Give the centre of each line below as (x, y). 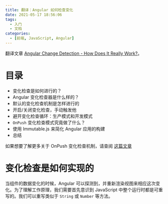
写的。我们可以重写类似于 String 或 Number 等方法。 (59, 196)
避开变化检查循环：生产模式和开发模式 (52, 116)
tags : (11, 19)
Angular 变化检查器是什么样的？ (46, 97)
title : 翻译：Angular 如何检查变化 (39, 10)
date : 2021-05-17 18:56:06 (34, 15)
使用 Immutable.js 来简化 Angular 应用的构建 (59, 129)
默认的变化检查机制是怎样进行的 (46, 103)
